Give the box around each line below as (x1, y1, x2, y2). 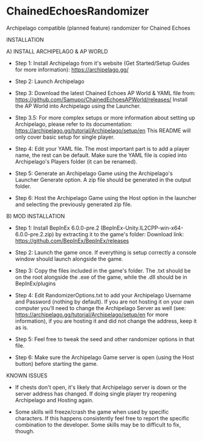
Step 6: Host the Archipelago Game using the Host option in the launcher (14, 194, 197, 201)
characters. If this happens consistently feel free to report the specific (14, 414, 190, 422)
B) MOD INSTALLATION (6, 212, 65, 219)
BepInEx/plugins (14, 280, 56, 287)
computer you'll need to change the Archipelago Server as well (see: (14, 304, 186, 311)
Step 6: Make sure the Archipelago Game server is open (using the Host (14, 353, 195, 361)
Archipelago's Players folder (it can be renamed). (14, 157, 138, 165)
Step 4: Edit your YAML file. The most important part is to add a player (14, 145, 190, 152)
